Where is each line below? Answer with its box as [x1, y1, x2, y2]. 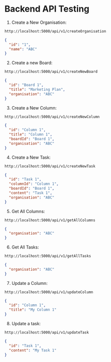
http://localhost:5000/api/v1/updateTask [4, 330, 89, 335]
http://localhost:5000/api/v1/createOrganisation [4, 29, 107, 33]
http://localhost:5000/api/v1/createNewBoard [4, 69, 97, 74]
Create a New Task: [11, 154, 51, 160]
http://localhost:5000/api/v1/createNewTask [4, 164, 96, 168]
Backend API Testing [4, 3, 90, 15]
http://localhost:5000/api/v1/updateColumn [4, 290, 94, 295]
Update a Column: [11, 280, 48, 286]
